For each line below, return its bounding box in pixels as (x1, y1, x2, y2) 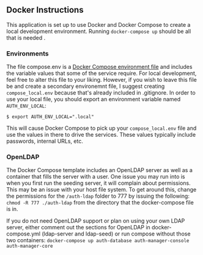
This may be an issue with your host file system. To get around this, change (6, 186, 197, 193)
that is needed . (6, 34, 46, 41)
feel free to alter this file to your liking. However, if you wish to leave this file (6, 76, 197, 84)
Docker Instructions (6, 5, 84, 15)
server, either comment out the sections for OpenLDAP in (6, 224, 151, 231)
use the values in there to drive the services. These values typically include (6, 131, 196, 138)
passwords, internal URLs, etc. (6, 137, 84, 145)
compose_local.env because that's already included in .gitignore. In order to (6, 89, 196, 96)
